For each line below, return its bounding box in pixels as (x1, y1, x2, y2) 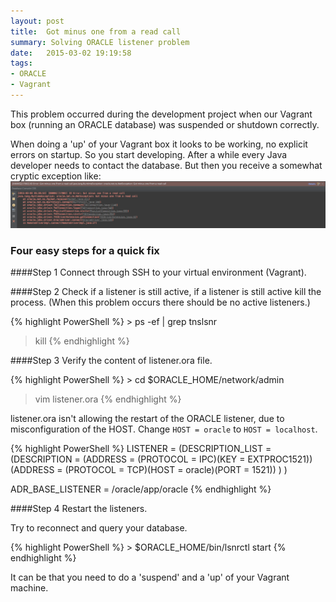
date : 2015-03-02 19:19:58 (10, 48, 132, 58)
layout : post (10, 16, 65, 26)
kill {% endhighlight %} (34, 335, 130, 347)
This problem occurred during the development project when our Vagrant (10, 108, 313, 120)
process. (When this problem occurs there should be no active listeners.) (10, 296, 311, 309)
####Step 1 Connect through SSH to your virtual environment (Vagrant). (10, 266, 307, 279)
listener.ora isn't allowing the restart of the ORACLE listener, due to (10, 413, 285, 425)
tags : (10, 58, 33, 69)
